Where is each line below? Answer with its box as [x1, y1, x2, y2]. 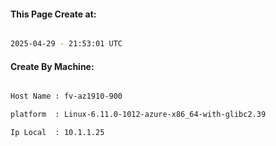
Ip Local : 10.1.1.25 [10, 128, 105, 138]
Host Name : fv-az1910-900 [10, 91, 123, 102]
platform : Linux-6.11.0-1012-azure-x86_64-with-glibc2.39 [10, 110, 267, 120]
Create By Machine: [10, 60, 95, 72]
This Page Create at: [10, 8, 97, 20]
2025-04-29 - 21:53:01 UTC [10, 39, 123, 49]
